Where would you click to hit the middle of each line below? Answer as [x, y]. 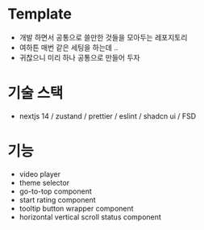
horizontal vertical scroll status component [90, 217]
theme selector [44, 182]
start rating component [57, 199]
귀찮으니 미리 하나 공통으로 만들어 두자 [79, 57]
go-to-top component [55, 191]
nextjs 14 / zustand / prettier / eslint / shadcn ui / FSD [108, 116]
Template [40, 14]
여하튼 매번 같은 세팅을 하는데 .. [69, 47]
